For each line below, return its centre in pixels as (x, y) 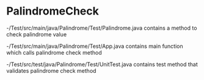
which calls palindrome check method (54, 52)
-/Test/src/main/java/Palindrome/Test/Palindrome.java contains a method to (102, 28)
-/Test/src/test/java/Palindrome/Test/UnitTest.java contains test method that (102, 64)
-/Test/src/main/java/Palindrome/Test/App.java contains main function (95, 46)
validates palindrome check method (51, 70)
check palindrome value (37, 34)
